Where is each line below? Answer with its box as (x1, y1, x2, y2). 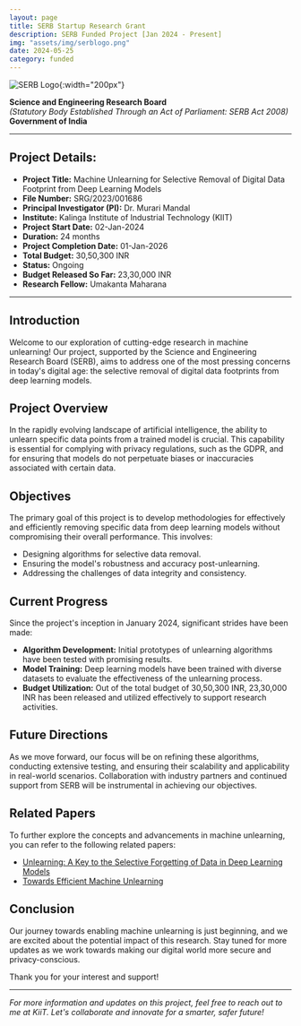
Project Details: (9, 150, 97, 166)
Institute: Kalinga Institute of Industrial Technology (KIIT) (21, 211, 233, 222)
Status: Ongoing (21, 259, 84, 270)
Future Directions (9, 728, 108, 743)
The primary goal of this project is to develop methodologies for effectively (9, 513, 286, 523)
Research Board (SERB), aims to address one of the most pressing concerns (9, 356, 291, 366)
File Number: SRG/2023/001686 (21, 193, 143, 203)
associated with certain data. (9, 462, 116, 473)
